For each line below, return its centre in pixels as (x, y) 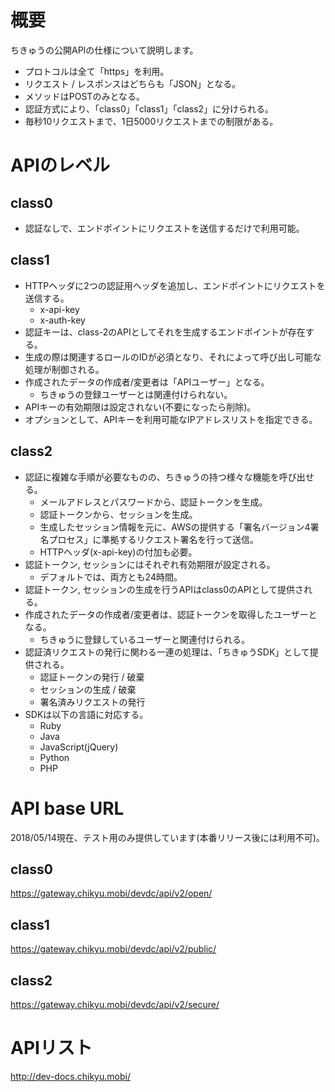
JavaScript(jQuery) (79, 747)
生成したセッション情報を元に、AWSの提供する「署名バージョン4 (175, 527)
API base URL (67, 808)
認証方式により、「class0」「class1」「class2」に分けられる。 (149, 108)
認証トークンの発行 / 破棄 (92, 677)
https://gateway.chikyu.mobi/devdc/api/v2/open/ (111, 893)
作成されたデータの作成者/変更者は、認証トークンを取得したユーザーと (171, 614)
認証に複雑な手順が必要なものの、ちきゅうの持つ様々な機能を (152, 477)
